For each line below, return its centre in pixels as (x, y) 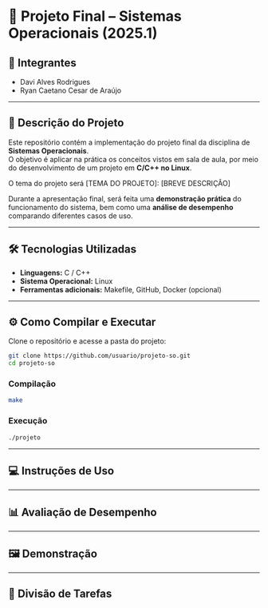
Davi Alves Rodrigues (55, 82)
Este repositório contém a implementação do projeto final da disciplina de (129, 142)
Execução (28, 421)
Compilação (32, 384)
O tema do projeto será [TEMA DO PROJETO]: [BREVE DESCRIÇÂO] (120, 183)
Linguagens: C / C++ (55, 272)
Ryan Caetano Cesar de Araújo (71, 90)
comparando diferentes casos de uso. (71, 216)
